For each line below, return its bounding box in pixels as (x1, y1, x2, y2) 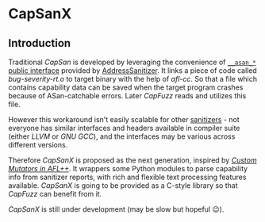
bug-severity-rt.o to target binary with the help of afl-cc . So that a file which (8, 75, 258, 83)
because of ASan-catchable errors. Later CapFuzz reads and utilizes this (8, 91, 247, 100)
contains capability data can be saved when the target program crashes (8, 82, 244, 92)
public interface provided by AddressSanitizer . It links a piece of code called (8, 66, 258, 75)
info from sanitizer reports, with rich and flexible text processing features (8, 172, 247, 182)
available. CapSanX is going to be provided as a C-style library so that (8, 181, 238, 190)
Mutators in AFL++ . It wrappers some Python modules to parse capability (8, 164, 248, 173)
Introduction (8, 36, 71, 50)
